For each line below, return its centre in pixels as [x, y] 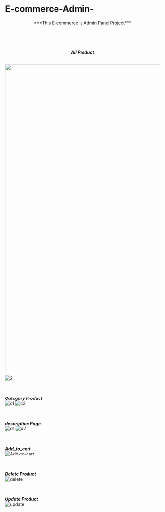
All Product [82, 52]
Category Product [24, 398]
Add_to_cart [18, 449]
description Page [23, 423]
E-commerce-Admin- [50, 9]
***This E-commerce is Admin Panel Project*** [82, 23]
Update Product [22, 499]
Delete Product [21, 474]
